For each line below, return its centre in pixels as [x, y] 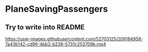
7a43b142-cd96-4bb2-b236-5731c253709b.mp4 [56, 44]
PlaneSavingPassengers [57, 9]
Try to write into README [45, 27]
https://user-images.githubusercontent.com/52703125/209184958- [74, 39]
